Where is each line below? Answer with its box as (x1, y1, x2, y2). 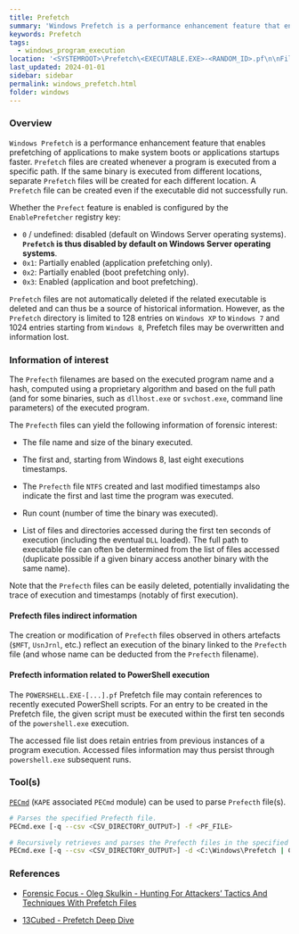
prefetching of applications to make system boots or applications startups (9, 146, 280, 157)
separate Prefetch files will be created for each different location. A (9, 175, 256, 186)
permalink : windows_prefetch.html (9, 79, 138, 88)
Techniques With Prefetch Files (21, 897, 137, 908)
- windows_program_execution (17, 46, 125, 55)
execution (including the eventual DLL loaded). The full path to (21, 534, 249, 545)
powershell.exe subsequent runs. (9, 754, 132, 765)
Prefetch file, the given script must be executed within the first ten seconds (9, 708, 285, 719)
